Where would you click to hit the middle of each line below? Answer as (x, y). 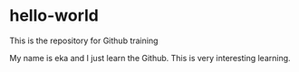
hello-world (54, 16)
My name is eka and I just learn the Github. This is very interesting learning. (150, 58)
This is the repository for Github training (84, 40)
